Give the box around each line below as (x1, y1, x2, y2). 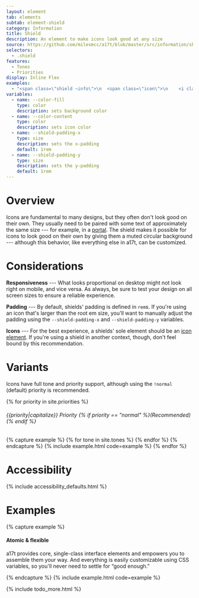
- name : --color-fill (11, 97, 65, 103)
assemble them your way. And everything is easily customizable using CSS (6, 557, 190, 564)
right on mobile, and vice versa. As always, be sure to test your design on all (6, 285, 192, 292)
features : (6, 58, 31, 64)
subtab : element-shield (6, 20, 65, 25)
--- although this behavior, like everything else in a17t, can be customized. (6, 238, 187, 246)
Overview (6, 194, 55, 207)
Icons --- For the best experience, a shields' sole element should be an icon (6, 327, 192, 334)
